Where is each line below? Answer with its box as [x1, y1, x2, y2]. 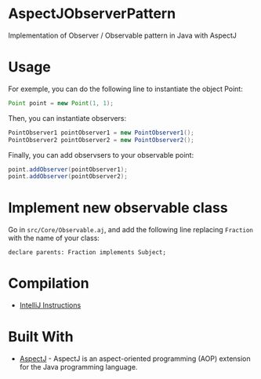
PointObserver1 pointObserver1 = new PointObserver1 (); [8, 129, 194, 137]
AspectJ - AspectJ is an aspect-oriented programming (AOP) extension [19, 354, 251, 363]
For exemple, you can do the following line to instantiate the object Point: [8, 84, 243, 93]
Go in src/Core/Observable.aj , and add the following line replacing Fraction [8, 225, 253, 235]
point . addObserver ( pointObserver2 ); [8, 173, 128, 180]
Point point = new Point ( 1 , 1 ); [8, 99, 114, 107]
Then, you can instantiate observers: [8, 113, 127, 122]
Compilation [8, 275, 89, 293]
